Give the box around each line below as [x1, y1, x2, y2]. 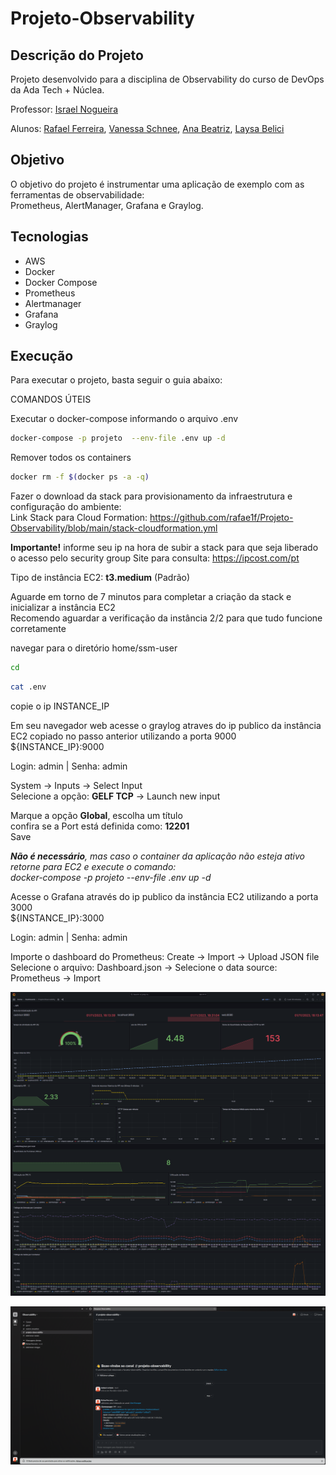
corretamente [10, 623, 67, 635]
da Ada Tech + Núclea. [10, 84, 105, 96]
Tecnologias [10, 228, 89, 246]
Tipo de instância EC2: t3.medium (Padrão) [10, 572, 191, 584]
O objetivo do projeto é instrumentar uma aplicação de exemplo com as [10, 178, 305, 190]
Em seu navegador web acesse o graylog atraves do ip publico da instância [10, 719, 322, 731]
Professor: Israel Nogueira [10, 103, 118, 115]
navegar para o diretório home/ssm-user [10, 642, 178, 654]
